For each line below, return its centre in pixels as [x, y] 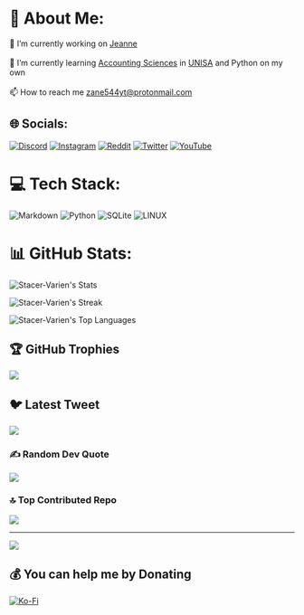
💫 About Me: [57, 19]
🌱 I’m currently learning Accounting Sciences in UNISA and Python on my [146, 62]
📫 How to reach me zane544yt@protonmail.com [101, 92]
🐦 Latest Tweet [55, 405]
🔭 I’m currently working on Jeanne [73, 43]
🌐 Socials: [39, 124]
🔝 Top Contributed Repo [63, 500]
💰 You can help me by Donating [100, 575]
